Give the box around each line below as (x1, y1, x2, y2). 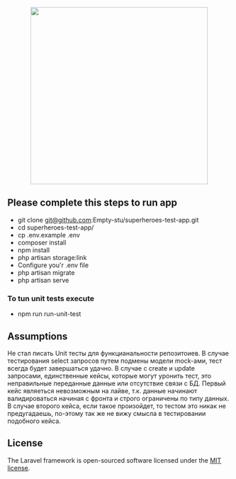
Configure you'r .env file (17, 261, 89, 269)
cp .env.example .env (17, 230, 80, 239)
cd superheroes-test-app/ (17, 223, 94, 232)
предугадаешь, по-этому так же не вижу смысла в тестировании (7, 409, 206, 417)
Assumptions (7, 330, 68, 342)
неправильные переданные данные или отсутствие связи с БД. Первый (7, 379, 226, 388)
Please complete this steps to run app (7, 197, 177, 209)
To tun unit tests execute (7, 293, 94, 303)
